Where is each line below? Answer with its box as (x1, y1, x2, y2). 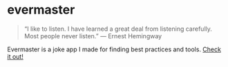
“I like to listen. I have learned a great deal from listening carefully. (23, 25, 213, 33)
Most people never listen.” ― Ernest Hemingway (23, 31, 162, 40)
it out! (7, 52, 24, 60)
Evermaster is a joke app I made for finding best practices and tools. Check (7, 45, 221, 53)
